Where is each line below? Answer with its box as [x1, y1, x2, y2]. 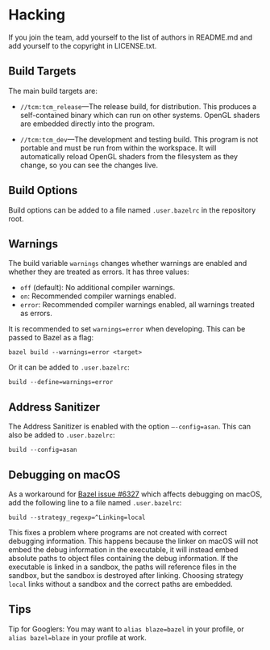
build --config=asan [8, 446, 78, 454]
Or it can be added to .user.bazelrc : [8, 362, 131, 373]
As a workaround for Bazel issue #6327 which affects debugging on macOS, [8, 489, 263, 499]
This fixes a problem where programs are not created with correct [8, 528, 227, 537]
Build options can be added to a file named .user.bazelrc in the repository [8, 205, 256, 215]
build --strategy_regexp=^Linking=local [8, 513, 147, 521]
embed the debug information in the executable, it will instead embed [8, 545, 239, 555]
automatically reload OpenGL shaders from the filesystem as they [19, 151, 239, 161]
